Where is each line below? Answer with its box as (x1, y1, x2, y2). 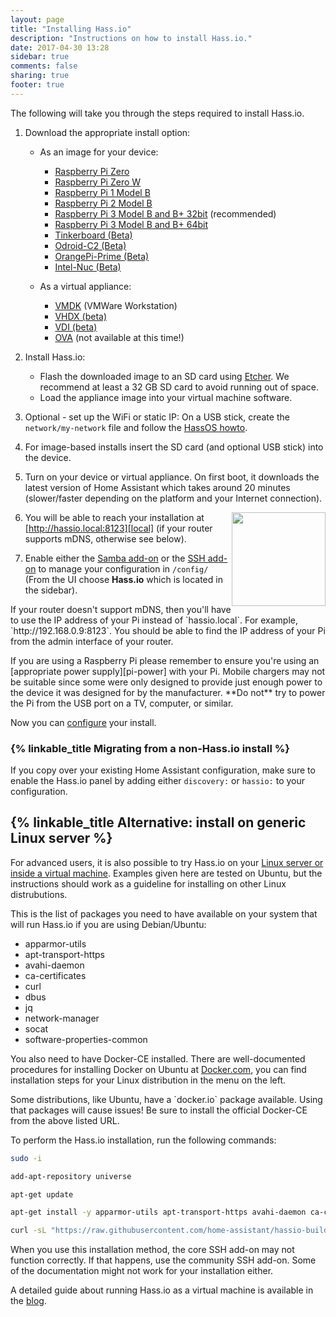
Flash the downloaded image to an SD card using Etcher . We (39, 370, 290, 382)
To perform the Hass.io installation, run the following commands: (10, 1134, 277, 1146)
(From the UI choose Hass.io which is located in (24, 573, 223, 585)
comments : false (10, 61, 78, 71)
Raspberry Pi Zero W (54, 176, 142, 188)
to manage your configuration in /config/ (38, 562, 209, 575)
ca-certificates (24, 969, 87, 981)
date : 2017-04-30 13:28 (10, 42, 110, 53)
